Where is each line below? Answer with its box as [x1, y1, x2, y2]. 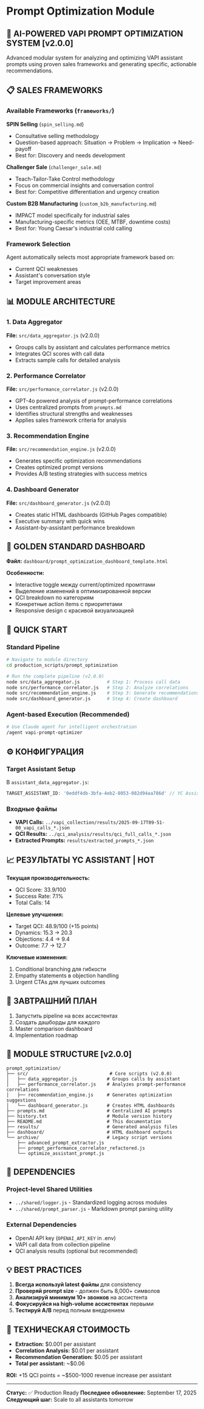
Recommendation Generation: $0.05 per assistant [15, 1354, 143, 1361]
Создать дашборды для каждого [15, 1018, 100, 1025]
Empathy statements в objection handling [15, 971, 120, 979]
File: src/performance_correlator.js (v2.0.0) [6, 385, 119, 393]
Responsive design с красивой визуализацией [15, 607, 134, 615]
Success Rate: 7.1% [15, 892, 64, 900]
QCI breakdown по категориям [15, 594, 94, 601]
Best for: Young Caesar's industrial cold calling [15, 224, 132, 232]
